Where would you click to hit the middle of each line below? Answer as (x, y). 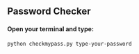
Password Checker (49, 11)
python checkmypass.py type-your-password (69, 44)
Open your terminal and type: (50, 29)
